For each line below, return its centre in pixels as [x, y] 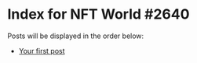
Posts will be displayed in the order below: [76, 36]
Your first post [42, 51]
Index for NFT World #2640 [98, 14]
